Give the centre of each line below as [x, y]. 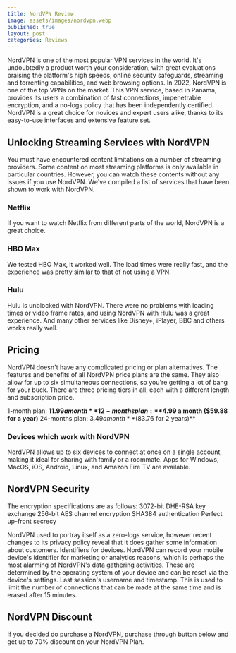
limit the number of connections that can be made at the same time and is [114, 587]
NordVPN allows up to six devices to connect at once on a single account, [114, 452]
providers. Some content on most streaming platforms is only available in [113, 167]
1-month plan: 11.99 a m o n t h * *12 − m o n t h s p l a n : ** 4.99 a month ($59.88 [118, 411]
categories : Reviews [38, 40]
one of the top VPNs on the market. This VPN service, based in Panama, [112, 90]
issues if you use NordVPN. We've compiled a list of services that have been [118, 181]
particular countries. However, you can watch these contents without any [113, 174]
